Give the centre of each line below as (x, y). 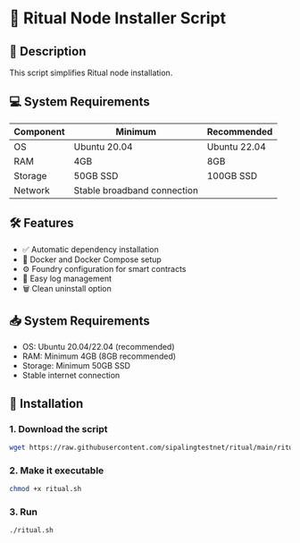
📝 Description (48, 51)
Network (32, 190)
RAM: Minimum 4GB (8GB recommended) (99, 356)
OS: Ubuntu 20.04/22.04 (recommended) (99, 347)
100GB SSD (232, 175)
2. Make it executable (57, 471)
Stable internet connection (71, 376)
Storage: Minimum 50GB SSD (76, 366)
